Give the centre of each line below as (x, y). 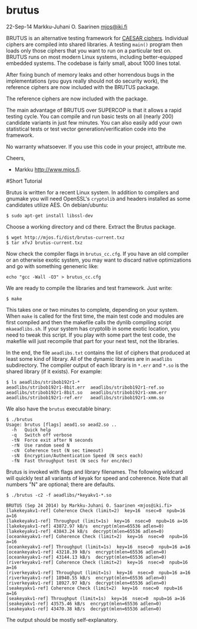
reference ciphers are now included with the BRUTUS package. (83, 87)
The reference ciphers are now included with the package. (77, 99)
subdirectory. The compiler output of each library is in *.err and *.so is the (97, 365)
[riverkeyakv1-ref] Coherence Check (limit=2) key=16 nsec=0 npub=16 (97, 562)
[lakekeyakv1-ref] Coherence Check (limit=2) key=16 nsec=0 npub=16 (96, 511)
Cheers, (16, 158)
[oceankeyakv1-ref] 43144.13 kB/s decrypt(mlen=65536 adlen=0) (86, 557)
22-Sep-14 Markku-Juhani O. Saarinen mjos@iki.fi (67, 27)
